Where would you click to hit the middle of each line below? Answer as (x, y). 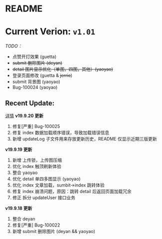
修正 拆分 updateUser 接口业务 (44, 197)
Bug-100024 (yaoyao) (35, 87)
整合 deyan (24, 218)
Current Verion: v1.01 (50, 32)
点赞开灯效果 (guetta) (34, 57)
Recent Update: (30, 103)
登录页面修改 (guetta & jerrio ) (42, 75)
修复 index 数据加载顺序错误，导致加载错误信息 (61, 132)
